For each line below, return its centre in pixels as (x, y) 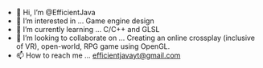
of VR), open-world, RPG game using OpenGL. (93, 46)
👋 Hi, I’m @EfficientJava (55, 12)
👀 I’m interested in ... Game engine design (85, 21)
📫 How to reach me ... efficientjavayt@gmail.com (98, 55)
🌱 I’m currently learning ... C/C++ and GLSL (88, 29)
